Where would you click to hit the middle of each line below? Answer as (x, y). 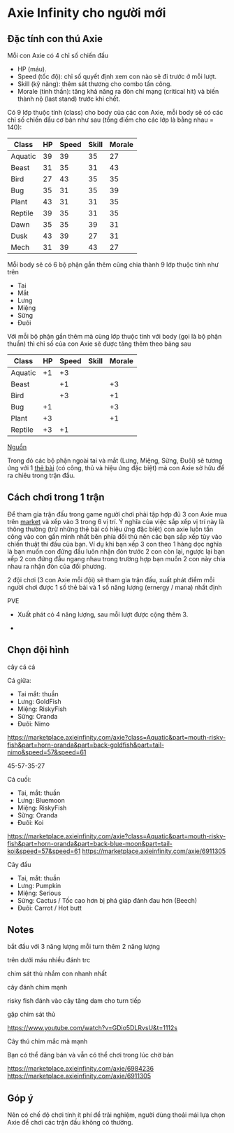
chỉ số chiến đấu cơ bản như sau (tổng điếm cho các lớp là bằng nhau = (111, 120)
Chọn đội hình (38, 650)
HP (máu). (32, 69)
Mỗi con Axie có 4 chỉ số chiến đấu (58, 55)
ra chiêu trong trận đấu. (41, 475)
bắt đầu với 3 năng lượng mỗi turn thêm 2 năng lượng (84, 947)
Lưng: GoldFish (39, 701)
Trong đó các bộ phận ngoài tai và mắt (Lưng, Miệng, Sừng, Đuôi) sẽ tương (115, 460)
